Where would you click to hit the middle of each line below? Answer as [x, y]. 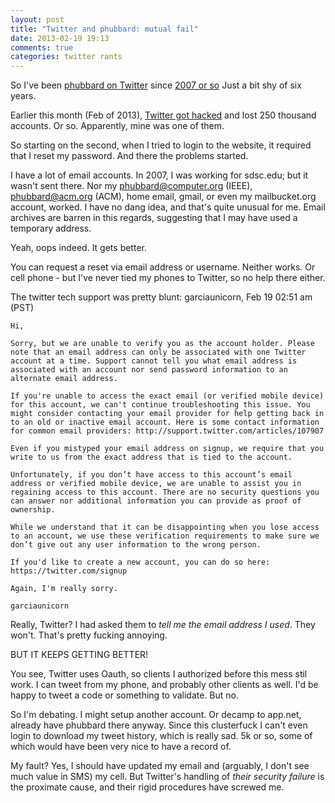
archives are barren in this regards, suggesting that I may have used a [154, 218]
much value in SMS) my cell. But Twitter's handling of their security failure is [167, 777]
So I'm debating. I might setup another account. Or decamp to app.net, [156, 715]
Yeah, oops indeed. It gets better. [78, 248]
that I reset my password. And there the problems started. [129, 156]
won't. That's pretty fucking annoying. [89, 635]
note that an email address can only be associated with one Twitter [158, 352]
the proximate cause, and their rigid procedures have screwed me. [147, 787]
